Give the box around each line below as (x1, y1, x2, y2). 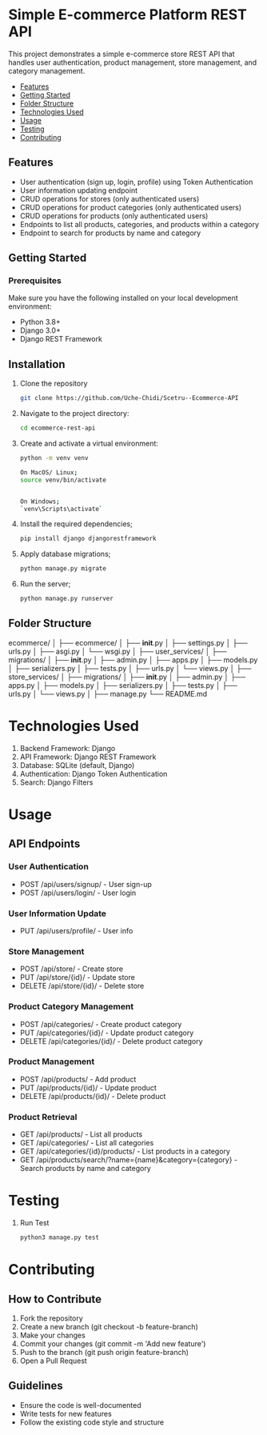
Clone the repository (19, 378, 88, 389)
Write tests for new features (19, 1409, 112, 1418)
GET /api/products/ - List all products (19, 1129, 143, 1139)
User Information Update (8, 908, 106, 919)
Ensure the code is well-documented (19, 1400, 141, 1409)
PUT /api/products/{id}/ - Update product (19, 1082, 157, 1093)
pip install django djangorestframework (19, 534, 157, 543)
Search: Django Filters (19, 777, 94, 787)
